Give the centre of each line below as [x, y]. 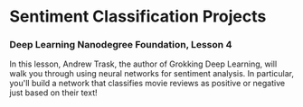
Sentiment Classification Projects [138, 17]
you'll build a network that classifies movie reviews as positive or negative [147, 84]
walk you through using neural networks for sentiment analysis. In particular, [152, 74]
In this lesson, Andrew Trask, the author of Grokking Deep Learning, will [143, 64]
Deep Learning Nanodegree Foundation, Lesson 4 [121, 45]
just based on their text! [53, 93]
